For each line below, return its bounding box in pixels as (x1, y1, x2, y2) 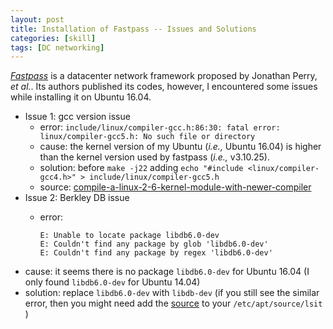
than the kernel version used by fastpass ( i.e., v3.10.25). (39, 151, 271, 163)
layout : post (10, 14, 65, 25)
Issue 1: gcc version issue (24, 111, 131, 123)
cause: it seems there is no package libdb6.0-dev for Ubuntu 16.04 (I (24, 266, 310, 278)
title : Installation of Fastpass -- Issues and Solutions (10, 24, 257, 34)
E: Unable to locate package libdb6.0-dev (39, 231, 220, 241)
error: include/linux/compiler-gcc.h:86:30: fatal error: (39, 121, 281, 133)
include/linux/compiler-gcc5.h (89, 172, 220, 183)
